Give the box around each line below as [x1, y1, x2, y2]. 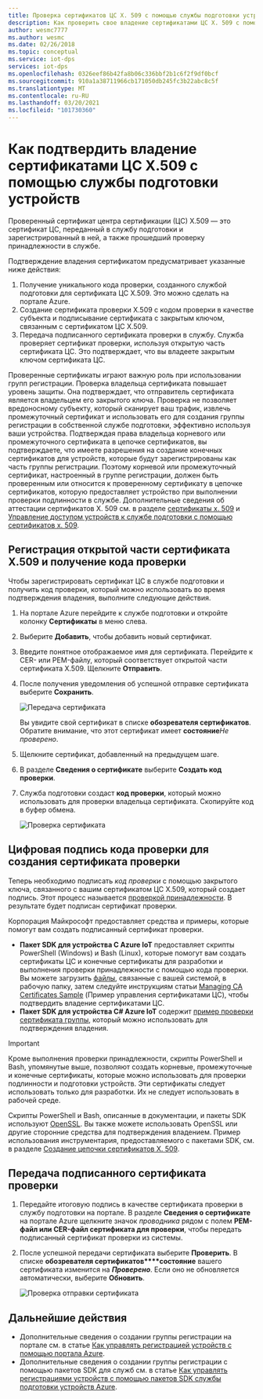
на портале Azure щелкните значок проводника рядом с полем [19, 1216, 232, 1225]
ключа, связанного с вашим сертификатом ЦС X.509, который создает [8, 884, 246, 893]
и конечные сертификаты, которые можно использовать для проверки [8, 1070, 247, 1079]
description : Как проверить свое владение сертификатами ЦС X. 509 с [8, 19, 240, 27]
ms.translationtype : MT [8, 84, 86, 93]
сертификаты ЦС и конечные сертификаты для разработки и [19, 956, 223, 966]
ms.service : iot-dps [8, 56, 76, 64]
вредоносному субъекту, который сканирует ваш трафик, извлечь [8, 404, 231, 413]
